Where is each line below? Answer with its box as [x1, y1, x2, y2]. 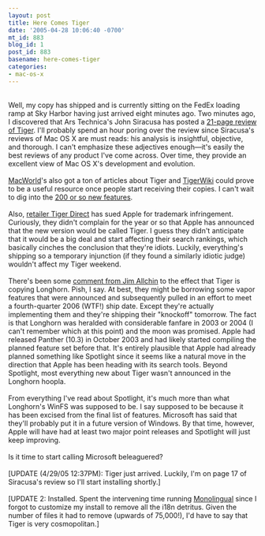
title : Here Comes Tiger [8, 19, 90, 27]
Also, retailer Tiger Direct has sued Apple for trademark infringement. [8, 209, 234, 218]
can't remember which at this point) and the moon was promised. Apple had [8, 326, 256, 336]
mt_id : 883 [8, 33, 44, 42]
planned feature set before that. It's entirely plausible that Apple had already [8, 343, 256, 352]
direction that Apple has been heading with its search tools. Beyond [8, 359, 228, 369]
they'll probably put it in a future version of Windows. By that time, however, [8, 419, 255, 428]
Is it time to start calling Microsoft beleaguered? [8, 452, 163, 461]
